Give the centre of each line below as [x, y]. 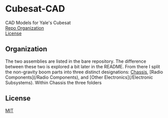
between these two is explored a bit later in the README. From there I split [83, 66]
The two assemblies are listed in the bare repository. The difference [76, 61]
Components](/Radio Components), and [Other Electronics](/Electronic [79, 77]
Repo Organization [25, 28]
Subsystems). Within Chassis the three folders [54, 82]
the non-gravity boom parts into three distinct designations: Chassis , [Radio [84, 72]
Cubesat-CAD [35, 9]
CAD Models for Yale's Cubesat [38, 23]
